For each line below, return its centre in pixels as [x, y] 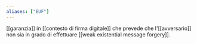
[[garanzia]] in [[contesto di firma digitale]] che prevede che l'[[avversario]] [99, 28]
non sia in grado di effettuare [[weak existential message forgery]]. [88, 34]
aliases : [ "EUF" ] [28, 11]
